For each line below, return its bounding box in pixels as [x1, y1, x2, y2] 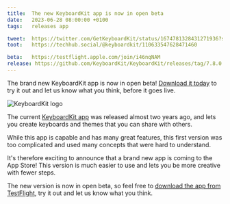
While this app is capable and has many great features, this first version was [7, 133, 222, 141]
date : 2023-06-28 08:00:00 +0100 [7, 16, 109, 23]
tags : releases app [7, 23, 69, 29]
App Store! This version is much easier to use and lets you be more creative [7, 161, 221, 169]
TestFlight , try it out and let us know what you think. [7, 189, 153, 197]
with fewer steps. [7, 168, 56, 177]
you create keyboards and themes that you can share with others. [7, 120, 193, 128]
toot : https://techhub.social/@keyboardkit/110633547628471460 [7, 42, 197, 49]
